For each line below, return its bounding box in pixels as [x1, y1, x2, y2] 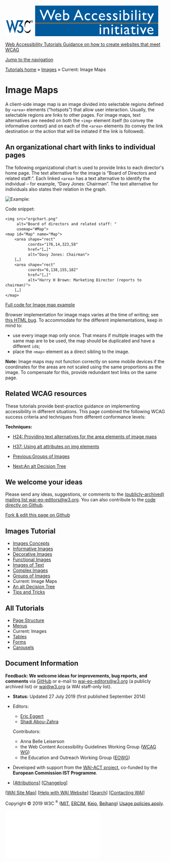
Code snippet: [5, 206, 35, 212]
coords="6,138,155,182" [27, 267, 79, 273]
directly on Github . [5, 502, 44, 508]
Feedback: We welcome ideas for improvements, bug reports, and [5, 672, 148, 679]
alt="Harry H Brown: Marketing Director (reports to [27, 277, 142, 283]
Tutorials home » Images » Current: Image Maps [5, 67, 106, 72]
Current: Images [12, 628, 47, 634]
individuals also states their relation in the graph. [5, 186, 107, 192]
